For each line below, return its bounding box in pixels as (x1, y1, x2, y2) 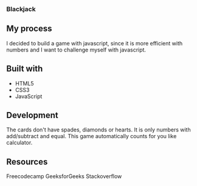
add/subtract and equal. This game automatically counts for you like (6, 133, 177, 140)
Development (6, 110, 59, 120)
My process (6, 24, 52, 34)
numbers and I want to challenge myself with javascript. (6, 46, 147, 53)
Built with (6, 64, 43, 74)
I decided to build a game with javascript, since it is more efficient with (6, 39, 183, 47)
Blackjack (6, 5, 36, 13)
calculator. (6, 139, 33, 147)
